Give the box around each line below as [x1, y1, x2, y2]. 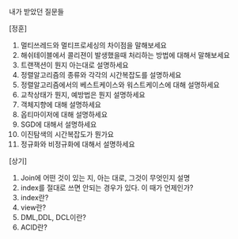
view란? [20, 203, 47, 212]
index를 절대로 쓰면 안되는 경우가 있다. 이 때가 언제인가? [20, 183, 194, 192]
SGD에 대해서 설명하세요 [20, 119, 97, 129]
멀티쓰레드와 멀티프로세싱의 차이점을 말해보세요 [20, 40, 167, 50]
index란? [20, 193, 49, 202]
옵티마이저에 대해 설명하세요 [20, 110, 108, 119]
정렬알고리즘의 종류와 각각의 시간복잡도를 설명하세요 [20, 70, 182, 79]
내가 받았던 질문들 [9, 7, 64, 16]
